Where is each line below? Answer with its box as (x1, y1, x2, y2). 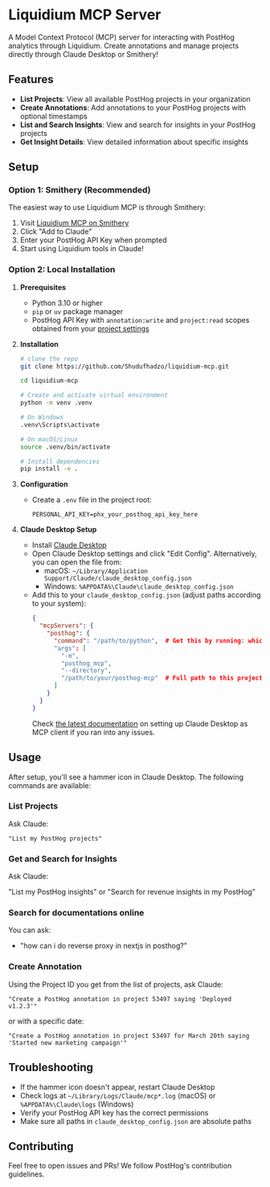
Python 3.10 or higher (31, 298, 103, 308)
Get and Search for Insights (8, 853, 118, 864)
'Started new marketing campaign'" (8, 1039, 128, 1047)
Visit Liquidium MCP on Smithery (19, 218, 129, 228)
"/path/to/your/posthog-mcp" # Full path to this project (60, 674, 263, 682)
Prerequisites (19, 282, 67, 292)
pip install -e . (19, 465, 79, 473)
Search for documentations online (8, 908, 145, 919)
